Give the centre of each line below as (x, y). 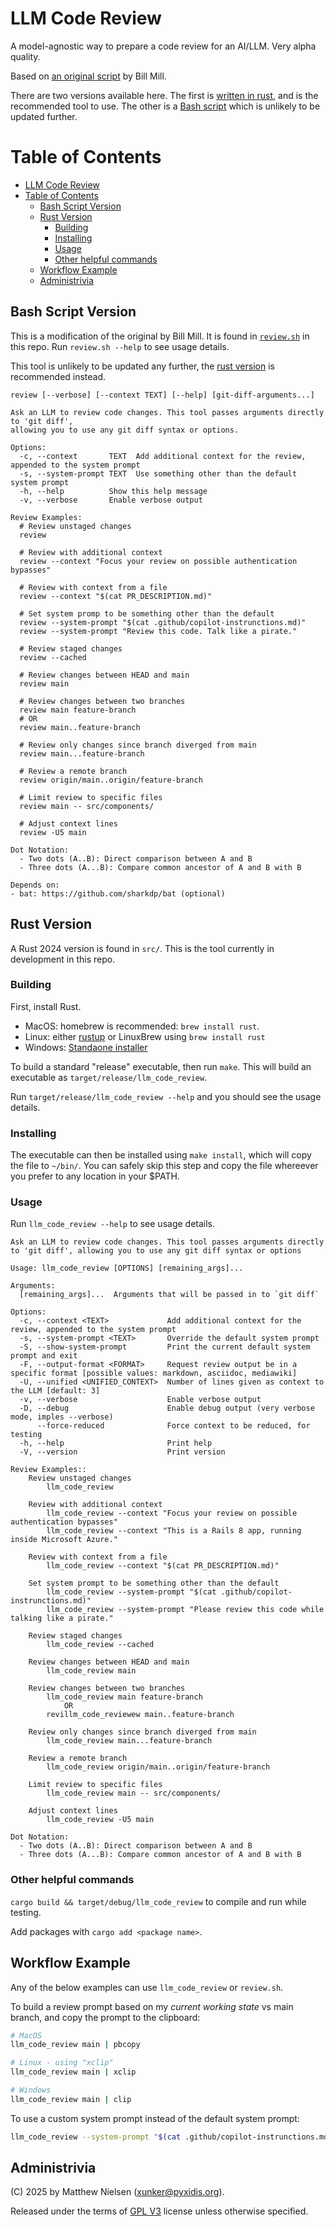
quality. (25, 56)
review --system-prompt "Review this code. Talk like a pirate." (158, 631)
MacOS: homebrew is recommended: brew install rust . (142, 1026)
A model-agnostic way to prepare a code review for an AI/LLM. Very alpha (163, 46)
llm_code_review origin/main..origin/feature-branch (158, 1767)
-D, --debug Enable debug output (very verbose (167, 1408)
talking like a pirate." (62, 1618)
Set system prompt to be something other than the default (154, 1583)
